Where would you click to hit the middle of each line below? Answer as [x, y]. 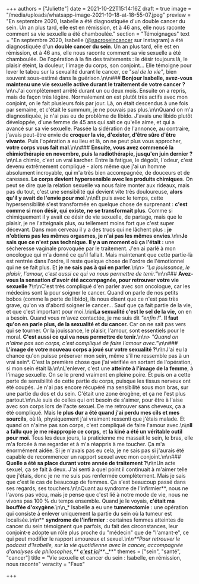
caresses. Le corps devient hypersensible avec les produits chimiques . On [99, 179]
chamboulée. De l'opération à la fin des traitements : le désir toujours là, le [97, 59]
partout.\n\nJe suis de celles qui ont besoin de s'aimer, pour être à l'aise [94, 400]
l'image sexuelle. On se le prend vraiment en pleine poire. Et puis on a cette [99, 375]
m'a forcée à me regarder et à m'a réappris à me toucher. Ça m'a [86, 444]
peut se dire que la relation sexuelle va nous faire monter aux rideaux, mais [98, 185]
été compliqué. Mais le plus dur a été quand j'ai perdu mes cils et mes [93, 413]
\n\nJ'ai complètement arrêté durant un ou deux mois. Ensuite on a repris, [97, 91]
